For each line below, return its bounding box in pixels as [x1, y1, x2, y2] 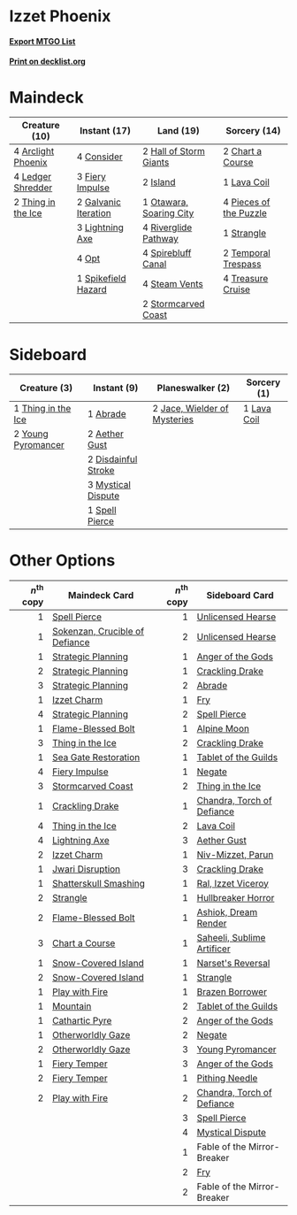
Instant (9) [92, 382, 139, 395]
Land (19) [157, 125, 201, 137]
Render [196, 917, 227, 929]
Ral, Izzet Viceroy [196, 877, 270, 889]
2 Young [13, 427, 49, 440]
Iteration [76, 207, 112, 219]
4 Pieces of [223, 196, 270, 209]
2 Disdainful [87, 453, 138, 465]
